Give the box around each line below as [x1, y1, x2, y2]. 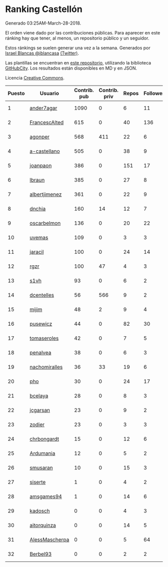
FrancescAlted [29, 119, 64, 126]
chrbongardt [29, 435, 59, 442]
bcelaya [29, 392, 48, 399]
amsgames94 [29, 493, 62, 500]
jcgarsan [29, 406, 50, 413]
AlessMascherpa [29, 536, 69, 543]
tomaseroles [29, 334, 59, 341]
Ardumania [29, 449, 55, 456]
